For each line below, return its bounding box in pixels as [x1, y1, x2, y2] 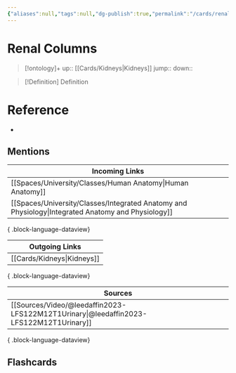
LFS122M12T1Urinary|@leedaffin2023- [11, 309, 147, 319]
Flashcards [7, 356, 58, 368]
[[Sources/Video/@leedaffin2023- [11, 300, 126, 310]
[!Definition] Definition [24, 77, 89, 86]
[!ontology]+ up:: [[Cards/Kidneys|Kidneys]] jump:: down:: [24, 64, 193, 72]
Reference [7, 102, 69, 118]
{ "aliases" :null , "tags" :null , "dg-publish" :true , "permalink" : [7, 10, 190, 18]
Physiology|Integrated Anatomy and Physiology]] [11, 207, 173, 217]
